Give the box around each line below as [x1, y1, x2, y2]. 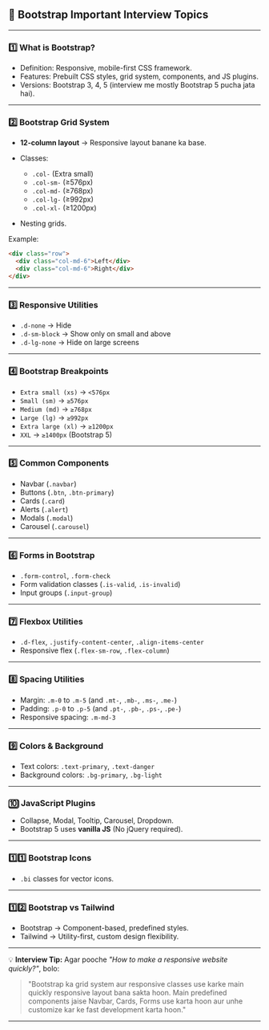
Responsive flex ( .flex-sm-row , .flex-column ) [19, 645, 170, 655]
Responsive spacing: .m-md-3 [19, 712, 116, 722]
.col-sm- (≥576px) [31, 177, 94, 187]
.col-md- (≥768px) [31, 186, 94, 196]
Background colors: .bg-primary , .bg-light [19, 770, 163, 780]
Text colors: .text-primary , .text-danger [19, 761, 155, 771]
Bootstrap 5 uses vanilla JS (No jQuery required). [19, 824, 183, 834]
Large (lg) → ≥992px [19, 413, 89, 422]
